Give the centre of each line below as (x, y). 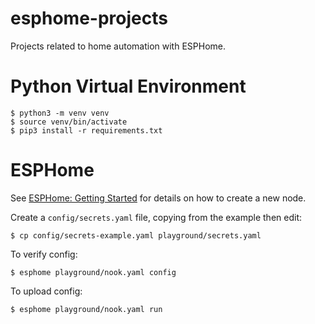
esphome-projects (89, 18)
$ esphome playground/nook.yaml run (86, 309)
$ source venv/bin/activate (69, 122)
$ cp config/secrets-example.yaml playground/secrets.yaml (136, 235)
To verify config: (44, 254)
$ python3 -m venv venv (60, 113)
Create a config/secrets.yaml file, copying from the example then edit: (156, 217)
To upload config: (46, 291)
